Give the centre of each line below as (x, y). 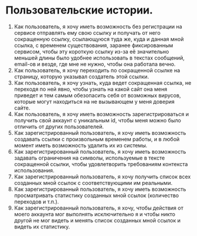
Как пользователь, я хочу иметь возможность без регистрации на (98, 26)
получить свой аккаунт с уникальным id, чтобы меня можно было (97, 120)
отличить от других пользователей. (59, 127)
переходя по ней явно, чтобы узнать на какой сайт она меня (91, 89)
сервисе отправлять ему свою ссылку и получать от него (87, 32)
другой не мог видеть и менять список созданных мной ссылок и (97, 220)
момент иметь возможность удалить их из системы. (81, 145)
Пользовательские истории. (79, 10)
